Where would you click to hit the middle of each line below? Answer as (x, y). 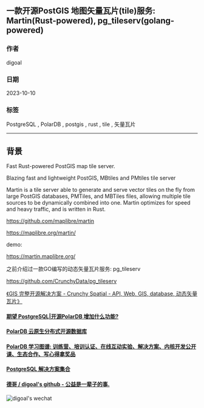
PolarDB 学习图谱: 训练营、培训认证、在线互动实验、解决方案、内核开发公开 (101, 346)
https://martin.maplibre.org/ (41, 256)
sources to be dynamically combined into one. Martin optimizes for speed (98, 203)
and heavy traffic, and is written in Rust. (56, 209)
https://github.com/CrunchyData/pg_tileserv (62, 281)
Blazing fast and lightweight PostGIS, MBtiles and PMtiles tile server (91, 178)
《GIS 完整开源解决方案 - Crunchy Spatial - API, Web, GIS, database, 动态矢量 (102, 294)
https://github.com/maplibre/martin (50, 221)
